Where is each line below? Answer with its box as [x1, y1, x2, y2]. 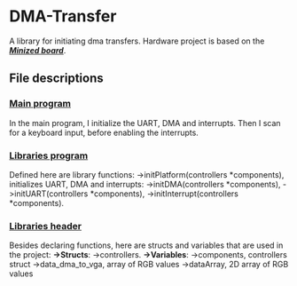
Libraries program [9, 149, 89, 162]
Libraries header [9, 219, 82, 232]
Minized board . [9, 44, 66, 55]
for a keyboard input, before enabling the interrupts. [9, 127, 199, 138]
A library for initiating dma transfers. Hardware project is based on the [9, 36, 265, 46]
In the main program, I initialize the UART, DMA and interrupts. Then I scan [9, 117, 281, 128]
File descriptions [9, 71, 104, 86]
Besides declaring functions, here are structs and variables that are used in [9, 240, 284, 250]
